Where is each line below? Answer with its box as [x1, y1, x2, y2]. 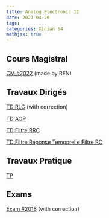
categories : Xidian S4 [6, 25, 63, 32]
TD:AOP [6, 115, 26, 122]
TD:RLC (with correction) [6, 103, 68, 111]
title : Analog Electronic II [6, 8, 79, 15]
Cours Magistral [6, 54, 68, 64]
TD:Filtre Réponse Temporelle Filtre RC [6, 138, 103, 146]
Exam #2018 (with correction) [6, 205, 80, 213]
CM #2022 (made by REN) [6, 69, 72, 77]
